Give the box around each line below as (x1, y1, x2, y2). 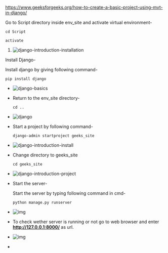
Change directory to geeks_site (12, 152, 78, 158)
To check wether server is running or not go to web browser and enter (12, 219, 159, 225)
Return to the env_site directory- (12, 95, 80, 101)
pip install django (5, 76, 47, 81)
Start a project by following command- (12, 123, 94, 130)
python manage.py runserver (12, 200, 72, 205)
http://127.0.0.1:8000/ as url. (12, 224, 74, 230)
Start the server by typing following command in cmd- (12, 190, 126, 196)
